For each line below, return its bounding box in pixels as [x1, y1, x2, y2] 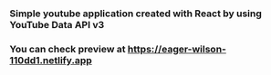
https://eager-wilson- [127, 42, 226, 55]
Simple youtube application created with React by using [9, 7, 263, 20]
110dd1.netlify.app [9, 53, 93, 66]
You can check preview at [9, 42, 126, 55]
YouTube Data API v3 [9, 18, 105, 31]
